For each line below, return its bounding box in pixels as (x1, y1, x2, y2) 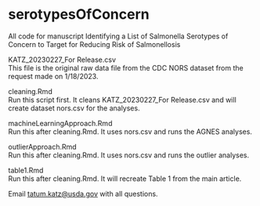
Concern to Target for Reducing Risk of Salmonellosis (8, 39, 181, 49)
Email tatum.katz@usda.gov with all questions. (8, 189, 158, 198)
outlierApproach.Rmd (8, 142, 77, 151)
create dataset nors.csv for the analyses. (8, 103, 140, 113)
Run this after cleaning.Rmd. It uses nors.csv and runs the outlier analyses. (8, 150, 250, 160)
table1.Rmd (8, 165, 44, 175)
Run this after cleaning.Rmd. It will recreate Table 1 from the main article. (8, 174, 242, 183)
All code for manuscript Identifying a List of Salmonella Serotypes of (8, 31, 229, 41)
